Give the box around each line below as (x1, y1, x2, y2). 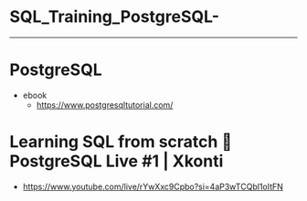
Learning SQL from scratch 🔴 (9, 132, 233, 153)
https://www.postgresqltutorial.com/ (36, 99, 174, 111)
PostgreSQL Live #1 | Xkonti (9, 151, 224, 172)
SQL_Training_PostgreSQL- (9, 6, 220, 27)
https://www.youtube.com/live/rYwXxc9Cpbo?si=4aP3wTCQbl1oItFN (22, 181, 283, 192)
